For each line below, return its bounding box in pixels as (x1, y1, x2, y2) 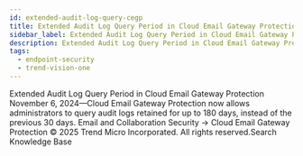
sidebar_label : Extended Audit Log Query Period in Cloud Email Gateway (9, 30, 289, 39)
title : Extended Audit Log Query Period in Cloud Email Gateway (9, 22, 256, 31)
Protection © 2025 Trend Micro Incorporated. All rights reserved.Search (9, 126, 278, 137)
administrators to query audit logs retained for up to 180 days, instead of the (9, 107, 292, 118)
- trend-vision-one (17, 64, 91, 73)
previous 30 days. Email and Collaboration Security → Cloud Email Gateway (9, 116, 290, 127)
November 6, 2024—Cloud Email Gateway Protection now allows (9, 97, 251, 108)
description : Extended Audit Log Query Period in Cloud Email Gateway (9, 38, 280, 48)
